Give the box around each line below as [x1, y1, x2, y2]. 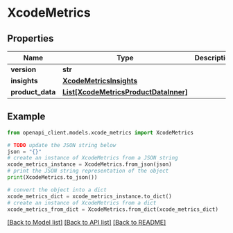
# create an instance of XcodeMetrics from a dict [7, 199, 157, 206]
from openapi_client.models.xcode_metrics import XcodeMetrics [7, 129, 194, 136]
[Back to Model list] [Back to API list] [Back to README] [7, 218, 166, 227]
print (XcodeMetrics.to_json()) [7, 174, 98, 181]
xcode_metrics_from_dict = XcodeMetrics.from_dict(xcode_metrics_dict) [7, 206, 218, 213]
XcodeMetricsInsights [62, 76, 137, 85]
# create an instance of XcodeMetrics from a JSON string [7, 155, 178, 162]
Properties [7, 33, 54, 44]
